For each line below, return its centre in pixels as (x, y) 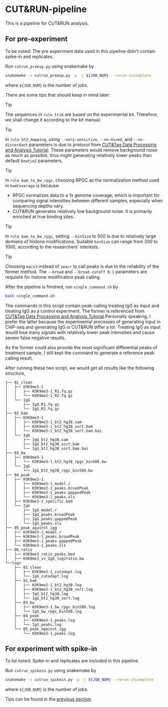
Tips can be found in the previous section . (49, 699)
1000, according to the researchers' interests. (52, 247)
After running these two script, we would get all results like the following (80, 368)
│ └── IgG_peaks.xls (33, 523)
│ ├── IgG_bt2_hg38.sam (37, 440)
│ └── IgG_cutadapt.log (41, 576)
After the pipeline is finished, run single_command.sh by (62, 287)
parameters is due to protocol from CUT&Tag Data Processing (93, 144)
